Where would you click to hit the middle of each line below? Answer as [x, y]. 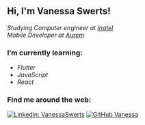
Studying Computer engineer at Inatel [60, 27]
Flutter [26, 68]
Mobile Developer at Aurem [46, 35]
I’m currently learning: [45, 53]
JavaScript [32, 75]
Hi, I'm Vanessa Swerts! [59, 11]
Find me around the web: [49, 100]
